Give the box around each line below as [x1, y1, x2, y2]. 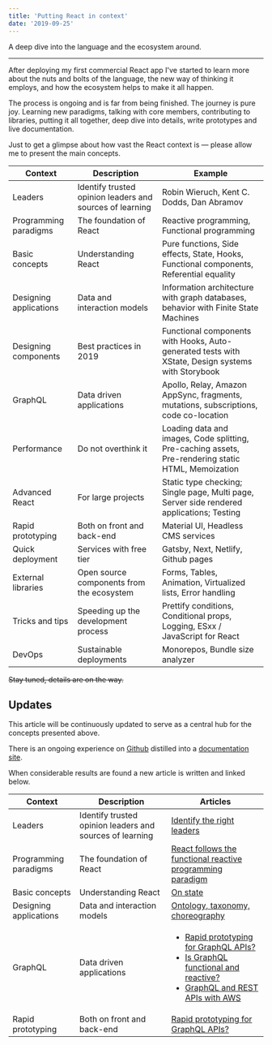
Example [193, 167, 228, 178]
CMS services [161, 530, 215, 541]
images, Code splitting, [161, 432, 249, 444]
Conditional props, [161, 610, 232, 621]
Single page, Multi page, [161, 486, 254, 497]
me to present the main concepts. [8, 148, 121, 158]
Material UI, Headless [161, 520, 244, 531]
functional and [185, 962, 240, 974]
